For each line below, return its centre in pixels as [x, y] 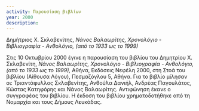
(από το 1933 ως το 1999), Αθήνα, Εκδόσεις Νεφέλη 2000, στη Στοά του [96, 70]
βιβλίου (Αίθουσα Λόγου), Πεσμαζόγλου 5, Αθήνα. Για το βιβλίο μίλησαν [97, 77]
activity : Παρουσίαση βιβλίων [44, 12]
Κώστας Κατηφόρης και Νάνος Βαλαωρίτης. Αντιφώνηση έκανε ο [89, 90]
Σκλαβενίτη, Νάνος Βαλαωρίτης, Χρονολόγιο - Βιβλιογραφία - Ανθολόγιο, [100, 64]
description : [22, 23]
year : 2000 [20, 17]
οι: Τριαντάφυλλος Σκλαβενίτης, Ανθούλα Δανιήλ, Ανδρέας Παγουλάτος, [99, 83]
